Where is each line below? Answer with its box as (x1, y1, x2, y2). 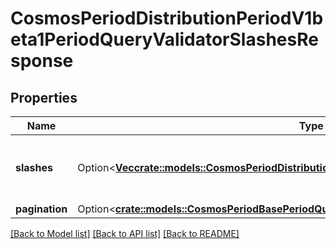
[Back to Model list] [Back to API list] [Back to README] (10, 228, 240, 239)
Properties (10, 89, 78, 106)
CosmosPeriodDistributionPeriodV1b (10, 7, 324, 30)
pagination (15, 202, 68, 216)
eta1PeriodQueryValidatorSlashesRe (10, 28, 319, 51)
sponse (10, 50, 74, 72)
